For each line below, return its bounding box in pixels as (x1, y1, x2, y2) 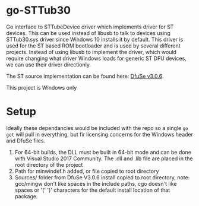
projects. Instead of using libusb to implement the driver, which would (6, 48, 177, 55)
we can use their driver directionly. (6, 61, 91, 68)
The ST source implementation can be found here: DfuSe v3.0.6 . (6, 72, 164, 80)
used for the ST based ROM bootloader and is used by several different (6, 42, 181, 49)
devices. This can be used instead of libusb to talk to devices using (6, 29, 170, 36)
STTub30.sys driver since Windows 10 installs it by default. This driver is (6, 36, 184, 43)
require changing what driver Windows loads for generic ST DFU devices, (6, 55, 187, 62)
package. (14, 192, 38, 199)
